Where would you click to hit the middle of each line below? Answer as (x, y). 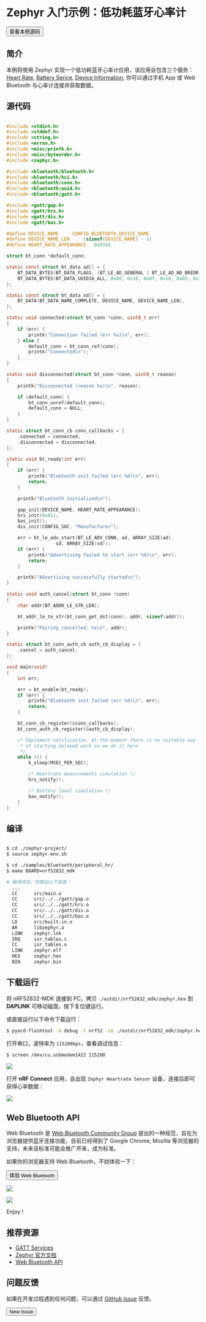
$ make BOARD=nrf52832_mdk (41, 871)
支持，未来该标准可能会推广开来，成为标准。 (63, 1148)
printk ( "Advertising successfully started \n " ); (79, 577)
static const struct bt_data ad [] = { (56, 267)
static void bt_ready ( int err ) (46, 459)
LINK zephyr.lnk (37, 933)
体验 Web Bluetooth (32, 1176)
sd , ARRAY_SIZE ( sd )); (83, 544)
